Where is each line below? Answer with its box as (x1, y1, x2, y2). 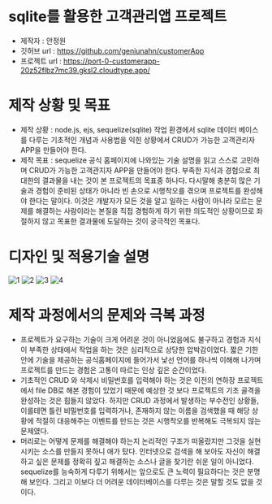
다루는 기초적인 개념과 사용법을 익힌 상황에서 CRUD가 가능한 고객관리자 (28, 135, 256, 145)
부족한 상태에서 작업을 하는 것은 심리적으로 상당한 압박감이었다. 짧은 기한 (28, 345, 259, 354)
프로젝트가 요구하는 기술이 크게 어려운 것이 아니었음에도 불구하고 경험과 (19, 334, 246, 344)
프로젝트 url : (19, 56, 63, 66)
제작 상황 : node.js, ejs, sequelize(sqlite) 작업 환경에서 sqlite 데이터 (19, 124, 237, 134)
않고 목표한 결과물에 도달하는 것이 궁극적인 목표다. (41, 216, 201, 226)
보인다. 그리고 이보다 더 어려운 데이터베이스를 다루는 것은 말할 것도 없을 (28, 476, 254, 486)
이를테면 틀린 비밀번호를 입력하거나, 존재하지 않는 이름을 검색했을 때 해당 (19, 406, 250, 415)
